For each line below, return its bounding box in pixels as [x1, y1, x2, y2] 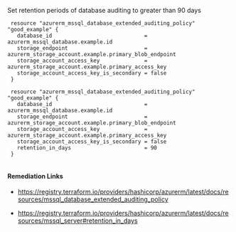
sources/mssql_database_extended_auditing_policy [17, 195, 168, 204]
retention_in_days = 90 [16, 144, 158, 152]
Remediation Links [7, 172, 64, 180]
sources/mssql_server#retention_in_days [17, 216, 138, 225]
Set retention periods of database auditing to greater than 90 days [7, 6, 201, 14]
